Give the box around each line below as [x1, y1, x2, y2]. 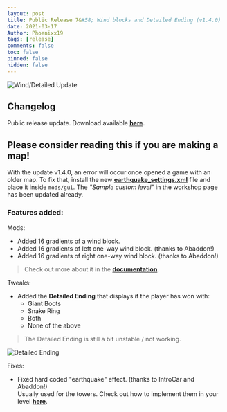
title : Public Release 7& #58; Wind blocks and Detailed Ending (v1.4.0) [7, 17, 221, 24]
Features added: [7, 208, 64, 217]
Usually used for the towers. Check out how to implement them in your [17, 389, 219, 398]
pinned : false [7, 55, 48, 62]
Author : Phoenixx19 [7, 29, 64, 37]
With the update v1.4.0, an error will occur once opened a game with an [7, 168, 211, 177]
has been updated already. [7, 190, 84, 199]
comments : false [7, 42, 54, 49]
